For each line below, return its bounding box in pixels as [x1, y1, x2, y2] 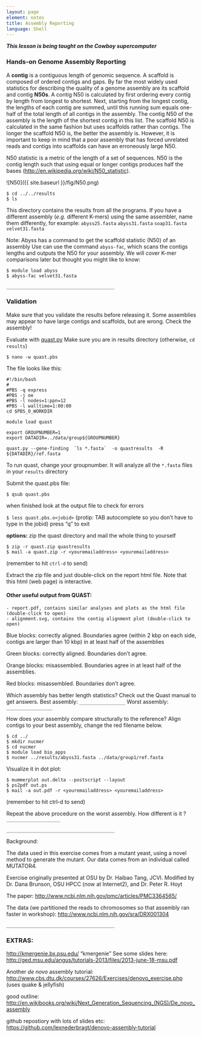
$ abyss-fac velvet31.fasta [6, 272, 77, 279]
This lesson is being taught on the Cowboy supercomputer [6, 42, 157, 50]
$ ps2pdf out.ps [6, 782, 47, 789]
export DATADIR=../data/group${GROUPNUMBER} [6, 434, 120, 441]
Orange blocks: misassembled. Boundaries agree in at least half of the [6, 662, 181, 669]
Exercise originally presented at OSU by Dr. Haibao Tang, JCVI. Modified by [6, 874, 195, 882]
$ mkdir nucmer [6, 738, 45, 745]
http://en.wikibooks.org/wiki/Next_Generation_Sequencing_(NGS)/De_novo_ [6, 999, 195, 1007]
